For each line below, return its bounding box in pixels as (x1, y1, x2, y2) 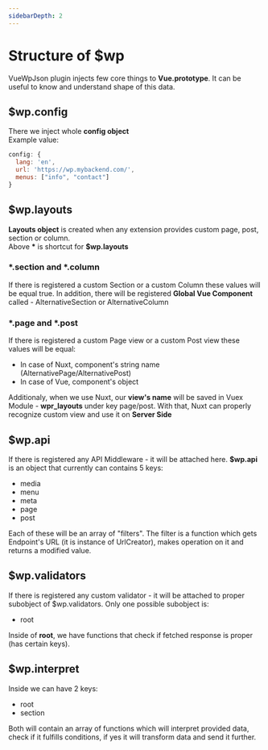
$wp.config (8, 105, 68, 119)
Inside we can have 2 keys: (8, 683, 98, 694)
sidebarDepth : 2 (8, 11, 63, 20)
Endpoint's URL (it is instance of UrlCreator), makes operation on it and (8, 537, 244, 547)
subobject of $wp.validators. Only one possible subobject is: (8, 598, 209, 609)
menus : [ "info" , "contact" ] (15, 173, 110, 181)
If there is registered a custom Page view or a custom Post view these (8, 335, 240, 345)
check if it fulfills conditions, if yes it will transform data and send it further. (8, 731, 257, 742)
